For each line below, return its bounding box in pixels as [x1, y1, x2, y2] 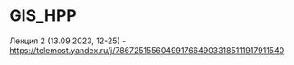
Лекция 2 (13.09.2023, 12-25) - [9, 35, 127, 46]
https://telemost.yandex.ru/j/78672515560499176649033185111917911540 [9, 44, 285, 55]
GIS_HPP [9, 5, 77, 26]
